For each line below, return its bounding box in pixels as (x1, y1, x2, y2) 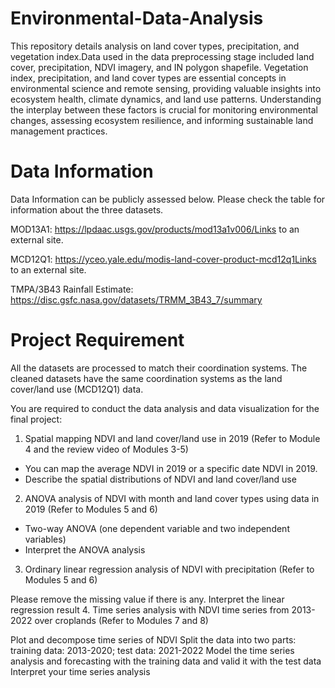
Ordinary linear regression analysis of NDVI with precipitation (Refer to (24, 563, 315, 575)
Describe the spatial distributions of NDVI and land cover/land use (24, 473, 297, 485)
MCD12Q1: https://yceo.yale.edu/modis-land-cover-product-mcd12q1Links (10, 253, 317, 265)
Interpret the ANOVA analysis (24, 543, 146, 556)
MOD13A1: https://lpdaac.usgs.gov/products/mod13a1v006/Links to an (10, 223, 300, 235)
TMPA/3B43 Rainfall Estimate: (10, 283, 134, 295)
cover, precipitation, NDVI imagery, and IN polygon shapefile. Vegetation (10, 61, 309, 73)
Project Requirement (10, 329, 185, 352)
